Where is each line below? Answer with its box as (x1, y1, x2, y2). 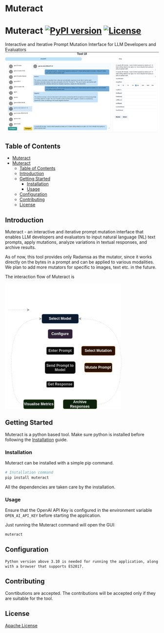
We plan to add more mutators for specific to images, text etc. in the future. (5, 264, 157, 270)
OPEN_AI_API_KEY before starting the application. (5, 512, 101, 518)
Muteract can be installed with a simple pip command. (5, 460, 114, 466)
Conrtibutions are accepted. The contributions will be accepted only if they (5, 590, 156, 596)
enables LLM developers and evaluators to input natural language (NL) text (5, 234, 156, 240)
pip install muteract (5, 475, 49, 480)
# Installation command (5, 470, 54, 475)
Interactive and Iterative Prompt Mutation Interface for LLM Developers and (5, 42, 156, 47)
